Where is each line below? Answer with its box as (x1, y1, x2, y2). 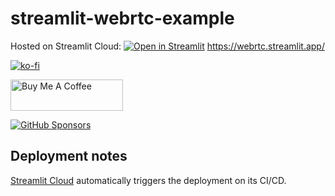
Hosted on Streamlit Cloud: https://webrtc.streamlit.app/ (10, 40, 325, 52)
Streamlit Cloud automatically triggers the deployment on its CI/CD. (10, 174, 287, 186)
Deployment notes (10, 148, 128, 165)
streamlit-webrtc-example (10, 7, 235, 30)
